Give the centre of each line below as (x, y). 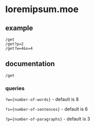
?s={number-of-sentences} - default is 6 (46, 109)
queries (15, 88)
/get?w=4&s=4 (19, 49)
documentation (30, 64)
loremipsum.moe (42, 9)
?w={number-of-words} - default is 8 (42, 99)
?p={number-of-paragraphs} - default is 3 (48, 119)
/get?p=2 (14, 44)
